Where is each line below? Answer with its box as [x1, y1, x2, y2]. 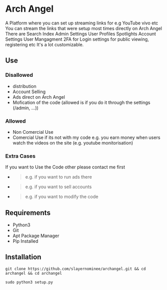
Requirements [5, 208, 51, 217]
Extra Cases [5, 152, 36, 159]
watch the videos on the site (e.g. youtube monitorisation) [12, 139, 133, 146]
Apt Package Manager [12, 233, 60, 239]
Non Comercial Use [12, 129, 54, 135]
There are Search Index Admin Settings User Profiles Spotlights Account [5, 31, 156, 37]
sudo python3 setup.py [5, 279, 53, 285]
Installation [5, 253, 41, 262]
